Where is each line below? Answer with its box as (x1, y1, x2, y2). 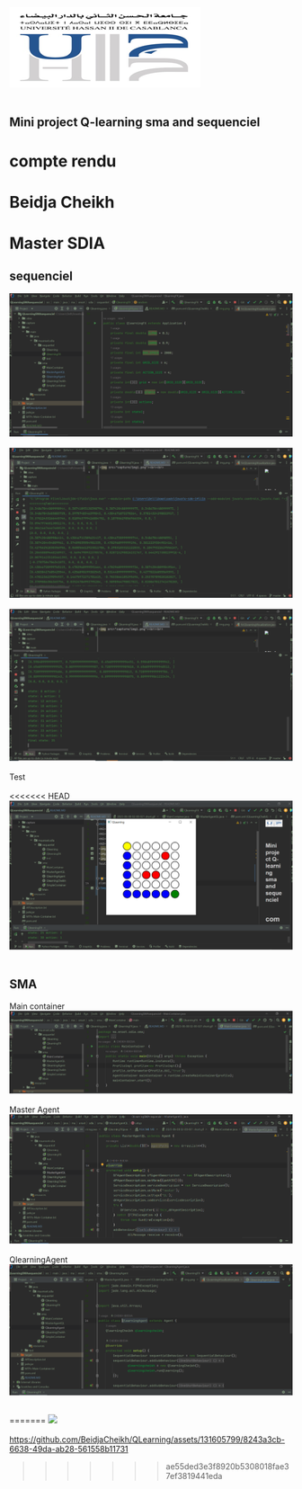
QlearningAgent (9, 1253, 68, 1265)
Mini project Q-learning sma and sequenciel (9, 115, 261, 130)
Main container (9, 1001, 66, 1012)
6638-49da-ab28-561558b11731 (9, 1443, 129, 1454)
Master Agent (9, 1104, 60, 1115)
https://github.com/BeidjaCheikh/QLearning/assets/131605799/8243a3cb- (9, 1433, 286, 1445)
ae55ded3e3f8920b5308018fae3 (165, 1460, 289, 1472)
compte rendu (9, 151, 117, 171)
